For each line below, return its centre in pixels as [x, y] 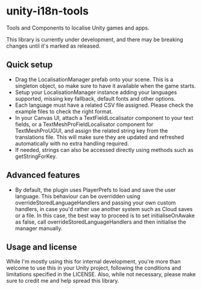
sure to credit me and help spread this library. [63, 281]
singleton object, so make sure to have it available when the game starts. [105, 86]
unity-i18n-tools [48, 11]
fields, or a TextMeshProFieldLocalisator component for [84, 124]
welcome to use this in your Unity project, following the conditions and [94, 268]
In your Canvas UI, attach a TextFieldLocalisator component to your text [104, 118]
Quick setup [30, 65]
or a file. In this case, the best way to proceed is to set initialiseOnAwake [105, 215]
